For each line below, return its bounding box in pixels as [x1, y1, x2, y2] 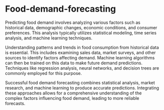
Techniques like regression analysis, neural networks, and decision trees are [5, 65, 159, 71]
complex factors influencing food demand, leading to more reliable [5, 95, 140, 101]
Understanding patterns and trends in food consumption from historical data [5, 44, 159, 50]
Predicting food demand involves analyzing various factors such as [5, 19, 141, 25]
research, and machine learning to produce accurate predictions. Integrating [5, 85, 159, 91]
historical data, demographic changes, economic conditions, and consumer [5, 24, 158, 30]
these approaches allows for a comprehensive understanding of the [5, 90, 142, 96]
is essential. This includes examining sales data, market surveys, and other [5, 50, 156, 55]
